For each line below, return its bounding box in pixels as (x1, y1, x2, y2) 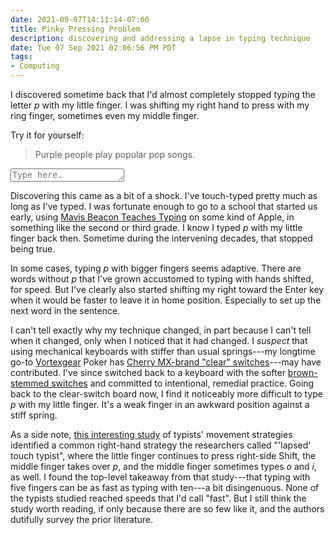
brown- (287, 367, 318, 378)
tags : (10, 52, 33, 62)
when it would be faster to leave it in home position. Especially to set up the (10, 294, 322, 306)
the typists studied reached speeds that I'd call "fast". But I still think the (10, 492, 307, 504)
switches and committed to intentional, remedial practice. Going (51, 377, 315, 389)
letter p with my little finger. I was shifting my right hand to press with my (10, 99, 310, 111)
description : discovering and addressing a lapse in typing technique (10, 33, 311, 43)
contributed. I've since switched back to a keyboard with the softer (10, 367, 286, 378)
